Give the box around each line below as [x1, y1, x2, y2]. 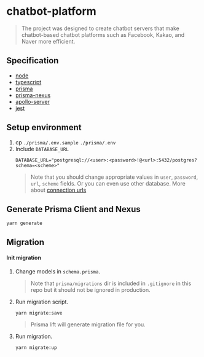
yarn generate [6, 220, 43, 227]
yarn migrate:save [15, 310, 63, 316]
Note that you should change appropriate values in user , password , [30, 173, 198, 181]
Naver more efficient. [21, 37, 76, 45]
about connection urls [30, 186, 87, 194]
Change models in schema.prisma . [15, 267, 100, 275]
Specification [6, 55, 59, 66]
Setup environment [6, 122, 82, 133]
